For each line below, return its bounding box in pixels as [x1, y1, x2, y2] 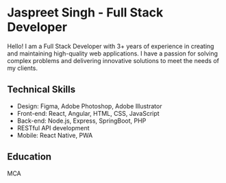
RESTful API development [16, 123, 90, 132]
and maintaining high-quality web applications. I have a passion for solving [7, 49, 218, 58]
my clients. [7, 64, 38, 72]
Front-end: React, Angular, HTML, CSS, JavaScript [16, 109, 160, 117]
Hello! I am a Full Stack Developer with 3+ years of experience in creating [7, 42, 214, 50]
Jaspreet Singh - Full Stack [7, 5, 164, 21]
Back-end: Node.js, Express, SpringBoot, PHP [16, 117, 147, 125]
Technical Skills [7, 84, 76, 95]
